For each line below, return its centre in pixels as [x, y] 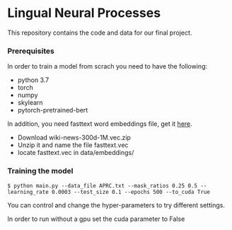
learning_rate [28, 192]
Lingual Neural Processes [84, 13]
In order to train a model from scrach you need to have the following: [107, 67]
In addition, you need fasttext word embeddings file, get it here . [100, 124]
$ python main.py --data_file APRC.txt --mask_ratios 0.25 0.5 [103, 185]
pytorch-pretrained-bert [53, 110]
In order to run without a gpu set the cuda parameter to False [96, 219]
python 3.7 [33, 80]
